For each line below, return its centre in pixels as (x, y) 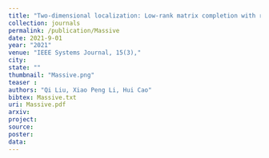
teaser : (23, 82)
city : (17, 61)
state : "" (25, 68)
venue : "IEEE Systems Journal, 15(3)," (75, 53)
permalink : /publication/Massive (64, 30)
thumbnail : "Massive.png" (51, 75)
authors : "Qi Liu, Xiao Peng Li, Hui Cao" (80, 90)
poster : (21, 134)
